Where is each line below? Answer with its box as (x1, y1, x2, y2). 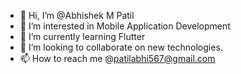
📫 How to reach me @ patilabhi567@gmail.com (19, 53, 216, 64)
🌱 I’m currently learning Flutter (19, 31, 146, 42)
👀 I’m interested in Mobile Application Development (19, 20, 231, 32)
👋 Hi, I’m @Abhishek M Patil (19, 10, 135, 21)
